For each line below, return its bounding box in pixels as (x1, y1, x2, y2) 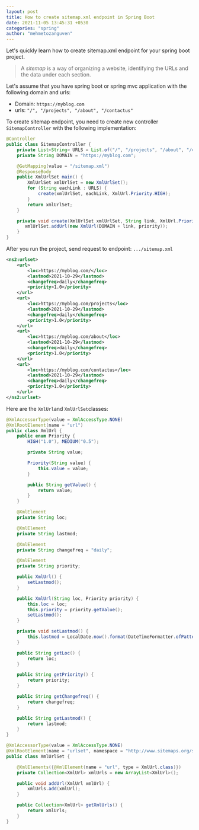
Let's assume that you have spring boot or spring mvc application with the (6, 82, 187, 90)
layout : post (6, 8, 38, 15)
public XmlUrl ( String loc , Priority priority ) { (17, 595, 139, 602)
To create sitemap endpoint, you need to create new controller (6, 118, 159, 125)
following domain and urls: (6, 89, 71, 96)
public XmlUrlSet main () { (17, 174, 84, 180)
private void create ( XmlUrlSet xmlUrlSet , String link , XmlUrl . (17, 218, 179, 224)
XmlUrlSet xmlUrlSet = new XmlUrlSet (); (27, 180, 129, 186)
